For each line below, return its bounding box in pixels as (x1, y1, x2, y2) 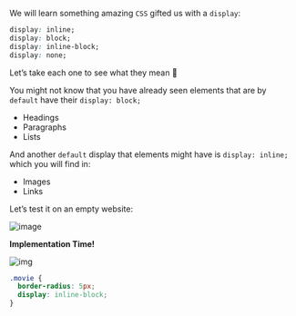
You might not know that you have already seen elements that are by (9, 84, 267, 95)
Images (22, 176, 51, 187)
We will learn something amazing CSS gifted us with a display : (9, 8, 241, 18)
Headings (22, 112, 59, 123)
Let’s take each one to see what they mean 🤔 (9, 67, 178, 78)
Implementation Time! (9, 238, 96, 249)
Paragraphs (22, 122, 66, 133)
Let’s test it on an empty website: (9, 203, 134, 214)
